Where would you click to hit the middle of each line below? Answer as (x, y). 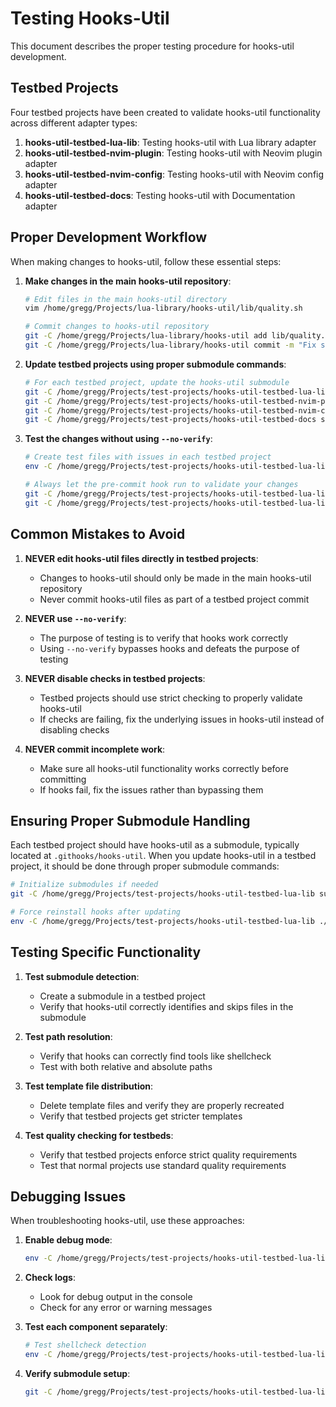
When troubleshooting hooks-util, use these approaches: (127, 1221)
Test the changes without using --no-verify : (118, 439)
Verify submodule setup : (77, 1374)
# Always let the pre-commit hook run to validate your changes (161, 485)
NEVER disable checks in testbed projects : (115, 678)
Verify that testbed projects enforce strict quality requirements (168, 1154)
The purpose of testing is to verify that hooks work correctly (164, 638)
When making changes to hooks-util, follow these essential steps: (146, 261)
